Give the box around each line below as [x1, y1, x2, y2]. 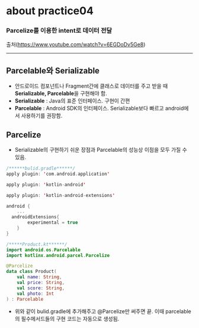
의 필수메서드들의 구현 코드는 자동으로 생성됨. [14, 315, 120, 322]
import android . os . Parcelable [6, 247, 81, 253]
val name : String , [17, 274, 62, 280]
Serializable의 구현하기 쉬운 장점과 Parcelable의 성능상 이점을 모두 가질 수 [14, 147, 188, 154]
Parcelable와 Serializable [6, 65, 99, 75]
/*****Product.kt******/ [6, 241, 68, 247]
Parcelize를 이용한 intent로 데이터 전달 [6, 27, 113, 35]
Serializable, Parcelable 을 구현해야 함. [14, 90, 108, 97]
